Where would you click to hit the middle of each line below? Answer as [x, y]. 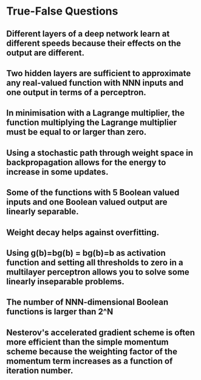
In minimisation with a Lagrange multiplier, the [96, 113]
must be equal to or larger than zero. [77, 132]
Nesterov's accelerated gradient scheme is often [101, 332]
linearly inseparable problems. [65, 281]
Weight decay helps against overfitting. [83, 232]
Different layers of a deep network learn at [88, 34]
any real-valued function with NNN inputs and [95, 83]
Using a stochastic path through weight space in [100, 153]
